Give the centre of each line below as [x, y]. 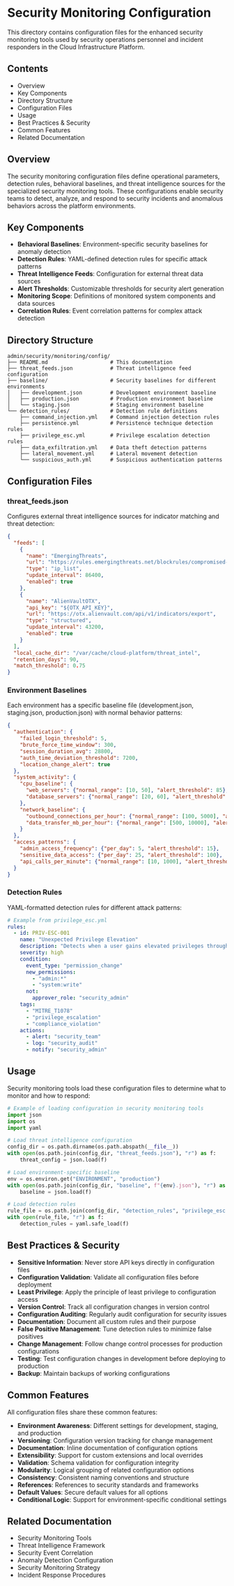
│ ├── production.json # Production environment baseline [110, 399]
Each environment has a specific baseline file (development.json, [100, 706]
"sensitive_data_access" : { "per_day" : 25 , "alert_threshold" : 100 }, [121, 855]
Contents [28, 69]
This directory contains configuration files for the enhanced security [105, 32]
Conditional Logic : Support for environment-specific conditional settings [122, 1500]
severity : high [42, 953]
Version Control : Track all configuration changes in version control [114, 1307]
